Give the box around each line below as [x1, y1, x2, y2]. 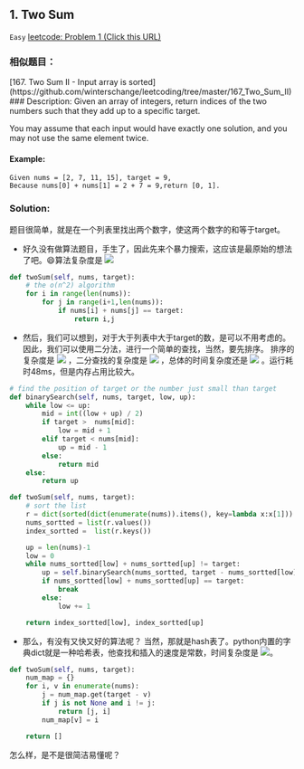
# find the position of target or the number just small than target [9, 384, 278, 393]
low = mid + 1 [57, 426, 111, 435]
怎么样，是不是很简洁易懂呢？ [9, 749, 120, 760]
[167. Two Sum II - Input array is [9, 77, 127, 88]
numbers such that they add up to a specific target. [9, 106, 201, 117]
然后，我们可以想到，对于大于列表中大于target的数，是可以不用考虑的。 [22, 332, 291, 343]
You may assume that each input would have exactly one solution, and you [9, 123, 288, 134]
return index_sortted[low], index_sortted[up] [25, 618, 204, 627]
